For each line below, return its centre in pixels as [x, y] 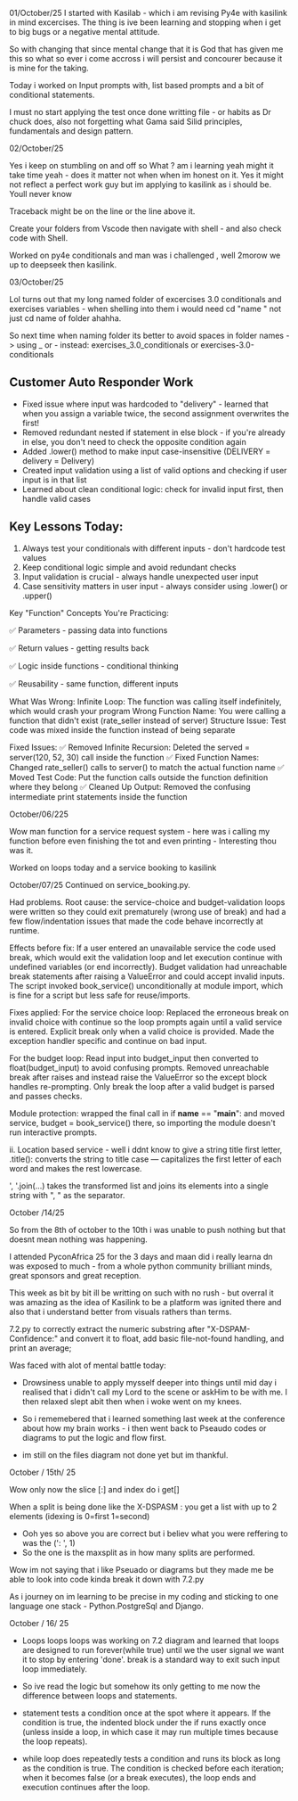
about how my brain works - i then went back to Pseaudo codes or [144, 1428]
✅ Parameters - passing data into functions [89, 630]
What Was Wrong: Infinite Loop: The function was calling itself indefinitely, [145, 701]
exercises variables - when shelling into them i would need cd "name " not [145, 308]
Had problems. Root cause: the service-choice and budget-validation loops [147, 902]
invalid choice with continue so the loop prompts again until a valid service [146, 1022]
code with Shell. [39, 238]
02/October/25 [36, 148]
